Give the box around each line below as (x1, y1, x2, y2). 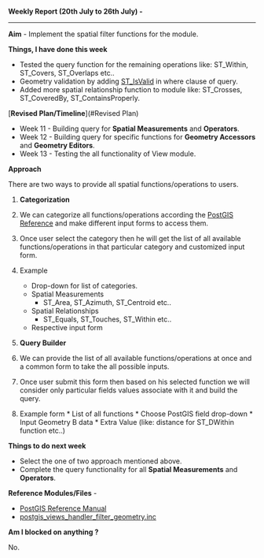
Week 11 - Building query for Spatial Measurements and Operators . (19, 124, 240, 133)
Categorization (19, 195, 70, 204)
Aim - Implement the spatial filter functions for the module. (8, 29, 199, 39)
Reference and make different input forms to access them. (19, 218, 209, 228)
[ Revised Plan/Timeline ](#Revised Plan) (8, 109, 139, 117)
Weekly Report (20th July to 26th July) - (8, 7, 143, 16)
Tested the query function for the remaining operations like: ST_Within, (19, 60, 249, 69)
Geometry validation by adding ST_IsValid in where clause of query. (19, 76, 238, 86)
